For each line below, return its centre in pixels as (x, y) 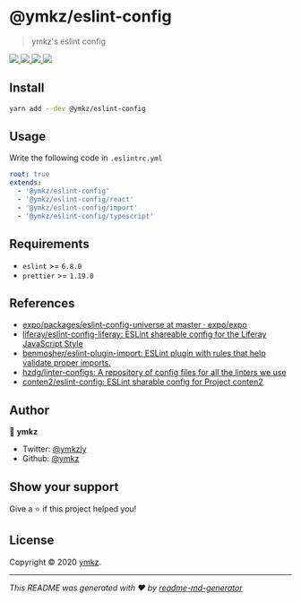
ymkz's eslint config (68, 41)
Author (29, 410)
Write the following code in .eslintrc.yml (86, 158)
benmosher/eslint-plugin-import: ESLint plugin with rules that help (144, 353)
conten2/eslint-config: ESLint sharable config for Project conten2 (142, 382)
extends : (26, 183)
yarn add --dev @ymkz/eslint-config (77, 108)
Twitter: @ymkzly (54, 449)
